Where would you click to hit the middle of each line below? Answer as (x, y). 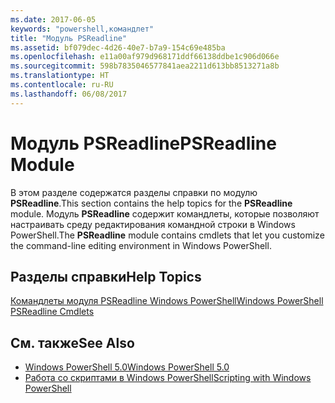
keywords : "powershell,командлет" (82, 29)
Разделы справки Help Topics (106, 276)
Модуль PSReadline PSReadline (143, 143)
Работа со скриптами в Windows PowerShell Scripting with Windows (168, 378)
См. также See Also (72, 342)
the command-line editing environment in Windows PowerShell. (141, 245)
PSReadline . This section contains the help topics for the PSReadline (151, 203)
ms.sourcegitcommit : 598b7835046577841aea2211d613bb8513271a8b (145, 66)
